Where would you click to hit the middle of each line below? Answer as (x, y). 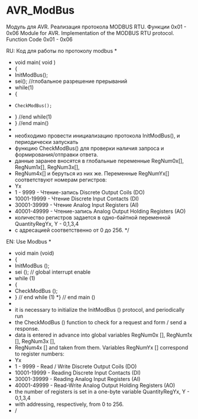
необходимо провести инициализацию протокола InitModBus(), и (97, 135)
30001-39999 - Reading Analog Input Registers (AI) (77, 379)
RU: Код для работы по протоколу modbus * (61, 50)
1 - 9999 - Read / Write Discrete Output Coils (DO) (76, 366)
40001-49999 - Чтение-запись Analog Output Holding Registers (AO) (100, 211)
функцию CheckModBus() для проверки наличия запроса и (89, 148)
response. (27, 328)
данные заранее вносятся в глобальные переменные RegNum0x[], (99, 161)
